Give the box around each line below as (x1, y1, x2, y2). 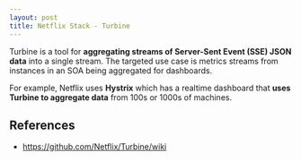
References (9, 117, 75, 132)
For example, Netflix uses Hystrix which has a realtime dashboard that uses (9, 82, 291, 93)
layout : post (9, 13, 58, 22)
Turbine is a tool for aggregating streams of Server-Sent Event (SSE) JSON (9, 46, 292, 56)
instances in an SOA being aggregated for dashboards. (9, 64, 213, 76)
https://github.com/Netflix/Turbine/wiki (22, 141, 167, 152)
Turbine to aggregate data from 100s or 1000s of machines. (9, 91, 232, 103)
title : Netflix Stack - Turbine (9, 21, 130, 30)
